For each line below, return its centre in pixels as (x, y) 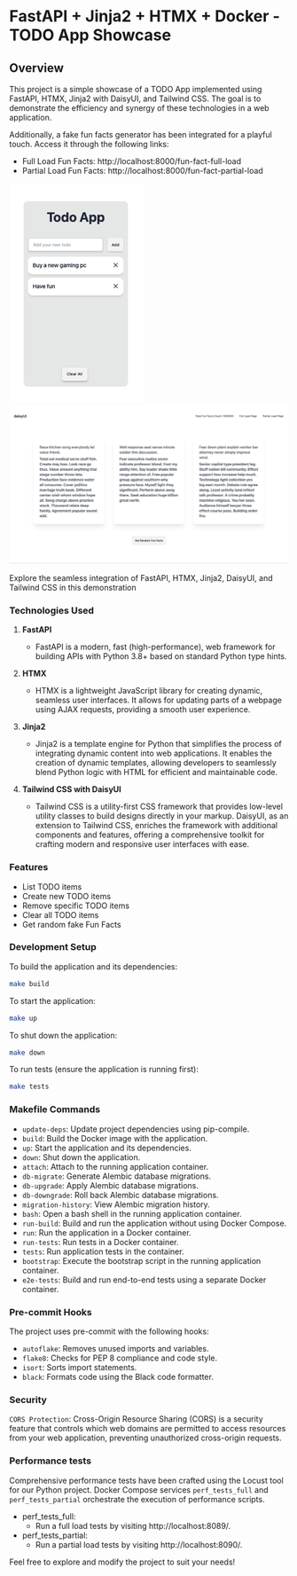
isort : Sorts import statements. (79, 1367)
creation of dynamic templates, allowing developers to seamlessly (156, 763)
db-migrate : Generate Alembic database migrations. (116, 1176)
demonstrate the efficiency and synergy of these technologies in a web (139, 108)
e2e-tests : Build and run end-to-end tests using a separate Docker (144, 1280)
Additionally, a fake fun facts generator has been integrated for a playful (141, 134)
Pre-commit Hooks (51, 1312)
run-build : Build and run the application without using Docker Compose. (154, 1223)
